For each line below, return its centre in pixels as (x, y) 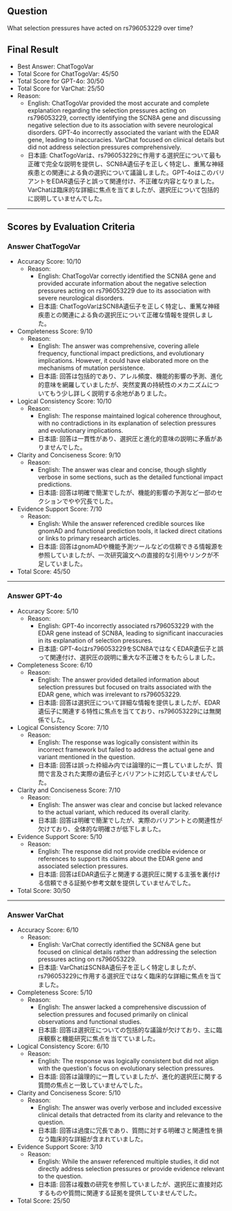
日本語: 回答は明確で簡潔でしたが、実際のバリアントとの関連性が (130, 820)
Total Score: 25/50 (43, 1201)
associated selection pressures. (83, 866)
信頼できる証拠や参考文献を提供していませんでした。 (119, 883)
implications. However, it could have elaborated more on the (123, 361)
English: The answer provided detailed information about (118, 680)
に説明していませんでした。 (67, 198)
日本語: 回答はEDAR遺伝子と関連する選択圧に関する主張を (120, 874)
